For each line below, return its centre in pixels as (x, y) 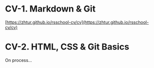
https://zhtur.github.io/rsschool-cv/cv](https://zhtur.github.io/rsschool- (78, 22)
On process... (19, 60)
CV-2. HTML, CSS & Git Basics (67, 47)
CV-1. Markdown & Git (50, 9)
